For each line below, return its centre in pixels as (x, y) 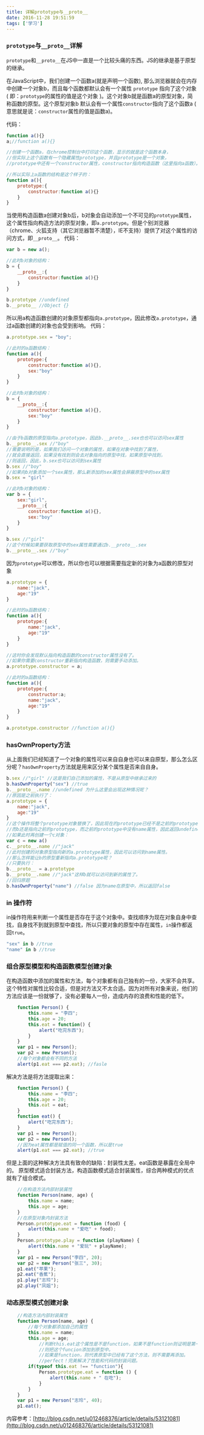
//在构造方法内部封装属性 (45, 1190)
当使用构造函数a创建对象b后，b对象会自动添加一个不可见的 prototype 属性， (100, 215)
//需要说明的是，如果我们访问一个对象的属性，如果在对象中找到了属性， (83, 450)
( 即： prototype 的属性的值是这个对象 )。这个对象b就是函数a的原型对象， (97, 96)
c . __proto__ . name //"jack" (40, 846)
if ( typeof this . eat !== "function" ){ (76, 1367)
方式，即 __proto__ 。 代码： (46, 238)
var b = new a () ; (28, 250)
